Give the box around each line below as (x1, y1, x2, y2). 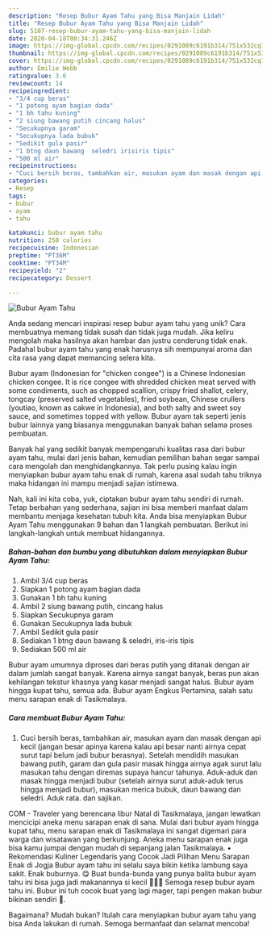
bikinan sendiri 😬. (8, 895, 66, 905)
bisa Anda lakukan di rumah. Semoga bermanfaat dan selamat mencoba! (8, 919, 250, 929)
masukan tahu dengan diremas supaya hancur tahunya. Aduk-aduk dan (19, 767, 258, 777)
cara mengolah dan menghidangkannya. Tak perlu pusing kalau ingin (8, 462, 238, 471)
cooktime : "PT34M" (8, 259, 70, 267)
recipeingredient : (8, 86, 70, 95)
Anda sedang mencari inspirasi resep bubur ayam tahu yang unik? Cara (8, 319, 246, 328)
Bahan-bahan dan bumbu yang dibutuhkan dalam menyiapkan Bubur (8, 546, 248, 557)
